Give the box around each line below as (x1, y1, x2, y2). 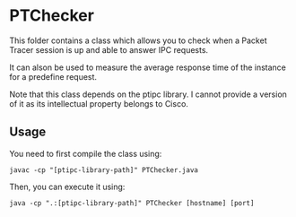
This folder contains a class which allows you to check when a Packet (9, 35, 267, 46)
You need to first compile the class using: (9, 148, 162, 159)
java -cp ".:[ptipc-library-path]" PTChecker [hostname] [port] (9, 198, 255, 207)
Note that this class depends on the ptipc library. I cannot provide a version (9, 89, 287, 100)
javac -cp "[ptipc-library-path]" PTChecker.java (9, 165, 199, 175)
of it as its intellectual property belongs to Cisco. (9, 98, 188, 108)
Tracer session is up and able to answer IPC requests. (9, 44, 209, 55)
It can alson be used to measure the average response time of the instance (9, 62, 287, 73)
